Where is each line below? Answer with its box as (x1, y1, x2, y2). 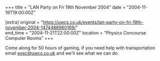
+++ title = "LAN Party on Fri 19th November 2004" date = (5, 4, 126, 10)
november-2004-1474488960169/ (5, 24, 76, 30)
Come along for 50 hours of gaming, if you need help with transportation (5, 45, 155, 50)
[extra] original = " (5, 19, 43, 25)
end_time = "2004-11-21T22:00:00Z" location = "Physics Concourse (5, 30, 146, 35)
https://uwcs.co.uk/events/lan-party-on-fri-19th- (42, 19, 144, 25)
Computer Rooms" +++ (5, 35, 54, 41)
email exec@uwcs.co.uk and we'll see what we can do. (5, 50, 119, 56)
